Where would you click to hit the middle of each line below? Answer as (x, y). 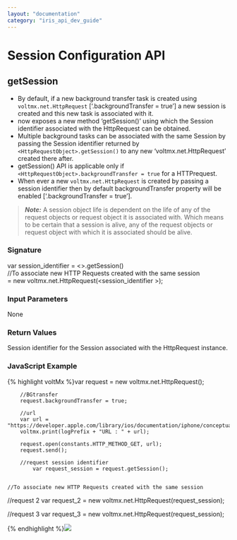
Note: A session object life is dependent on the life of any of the (117, 210)
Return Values (32, 332)
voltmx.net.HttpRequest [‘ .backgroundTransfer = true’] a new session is (122, 106)
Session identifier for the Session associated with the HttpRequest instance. (117, 348)
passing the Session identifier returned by (78, 143)
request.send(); (44, 450)
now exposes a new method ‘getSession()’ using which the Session (115, 121)
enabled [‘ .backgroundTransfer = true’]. (75, 196)
